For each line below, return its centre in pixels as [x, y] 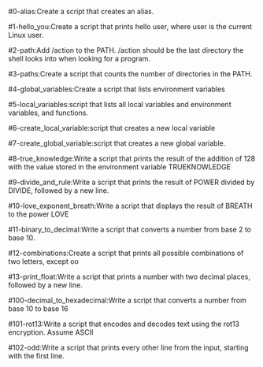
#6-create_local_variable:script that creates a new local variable [112, 128]
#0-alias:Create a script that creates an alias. [81, 11]
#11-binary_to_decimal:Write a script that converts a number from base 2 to [130, 229]
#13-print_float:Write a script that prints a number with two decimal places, [129, 276]
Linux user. [26, 35]
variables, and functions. [48, 113]
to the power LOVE [39, 214]
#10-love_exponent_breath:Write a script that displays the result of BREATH [130, 206]
